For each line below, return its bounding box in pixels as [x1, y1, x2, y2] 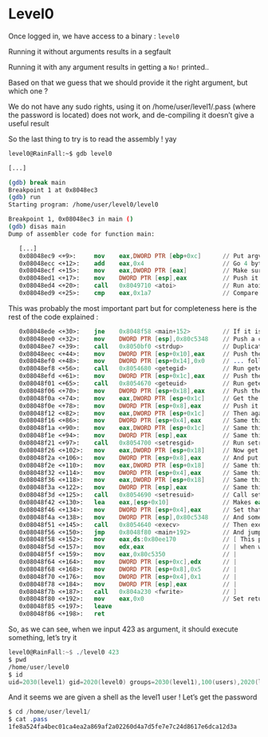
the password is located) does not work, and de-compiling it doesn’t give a [8, 110, 254, 120]
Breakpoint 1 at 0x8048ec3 [8, 185, 98, 194]
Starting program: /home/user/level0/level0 [8, 201, 159, 209]
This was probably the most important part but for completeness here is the [8, 303, 258, 313]
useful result [8, 118, 49, 128]
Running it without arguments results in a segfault [8, 46, 171, 56]
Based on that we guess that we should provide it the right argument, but [8, 78, 248, 87]
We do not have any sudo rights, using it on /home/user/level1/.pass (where [8, 102, 257, 111]
